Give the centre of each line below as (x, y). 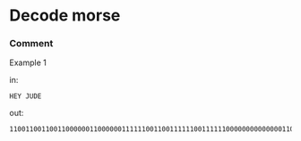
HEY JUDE (26, 96)
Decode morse (65, 16)
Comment (31, 44)
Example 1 (28, 62)
